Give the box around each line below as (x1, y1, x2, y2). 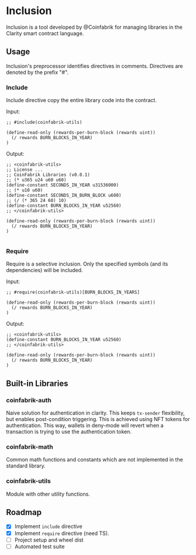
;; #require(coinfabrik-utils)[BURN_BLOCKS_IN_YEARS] (6, 290, 140, 295)
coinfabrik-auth (6, 396, 51, 404)
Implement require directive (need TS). (14, 530, 109, 537)
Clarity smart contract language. (6, 29, 84, 36)
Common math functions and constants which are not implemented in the (6, 456, 183, 463)
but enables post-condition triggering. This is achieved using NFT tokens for (6, 416, 190, 423)
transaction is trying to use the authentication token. (6, 428, 132, 435)
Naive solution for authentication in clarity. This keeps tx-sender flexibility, (6, 409, 185, 416)
